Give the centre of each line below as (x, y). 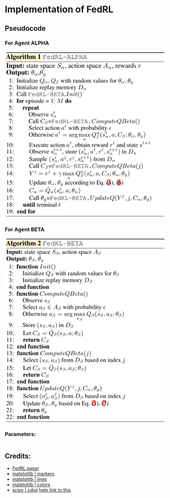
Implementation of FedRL (59, 9)
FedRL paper (26, 468)
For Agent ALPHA (27, 43)
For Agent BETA (25, 229)
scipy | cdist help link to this (41, 490)
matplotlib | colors (31, 485)
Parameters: (20, 434)
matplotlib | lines (29, 479)
